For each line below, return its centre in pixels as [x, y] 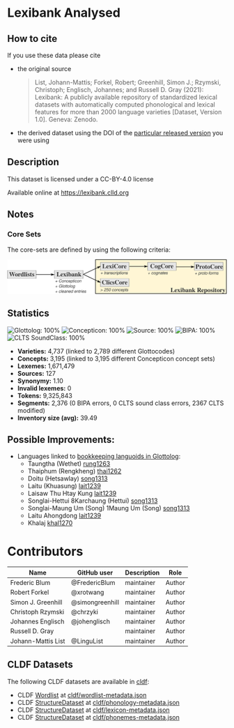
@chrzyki [85, 612]
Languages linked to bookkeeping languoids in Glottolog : [99, 456]
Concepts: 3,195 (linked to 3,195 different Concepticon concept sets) [116, 358]
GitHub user [95, 572]
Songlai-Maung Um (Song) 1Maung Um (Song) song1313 [109, 508]
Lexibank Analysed [64, 13]
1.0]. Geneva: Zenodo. [66, 119]
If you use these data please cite [54, 55]
